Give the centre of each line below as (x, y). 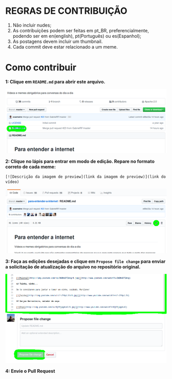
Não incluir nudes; (32, 25)
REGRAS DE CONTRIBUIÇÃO (66, 11)
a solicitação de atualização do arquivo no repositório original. (73, 267)
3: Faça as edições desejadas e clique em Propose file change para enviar (85, 261)
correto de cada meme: (31, 167)
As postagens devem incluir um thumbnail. (58, 41)
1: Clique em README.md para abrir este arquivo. (55, 81)
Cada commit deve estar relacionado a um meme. (65, 47)
